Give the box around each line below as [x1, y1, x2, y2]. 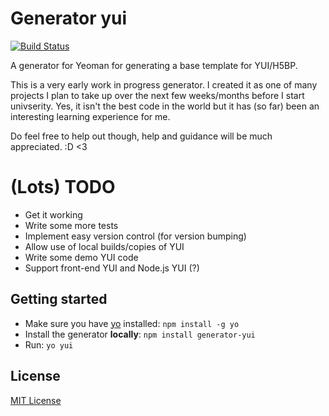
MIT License [10, 394, 62, 406]
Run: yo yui [24, 338, 74, 351]
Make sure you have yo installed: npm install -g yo [24, 317, 240, 329]
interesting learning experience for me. [10, 110, 171, 122]
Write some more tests [24, 219, 119, 231]
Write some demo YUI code [24, 251, 139, 263]
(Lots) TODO [10, 176, 116, 199]
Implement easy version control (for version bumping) [24, 230, 247, 242]
